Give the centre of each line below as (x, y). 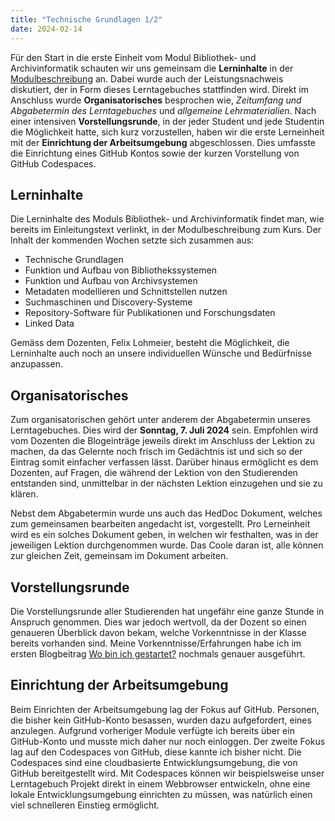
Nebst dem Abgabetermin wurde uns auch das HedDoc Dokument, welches (166, 513)
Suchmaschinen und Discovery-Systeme (108, 302)
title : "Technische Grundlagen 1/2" (86, 19)
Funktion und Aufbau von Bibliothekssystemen (120, 270)
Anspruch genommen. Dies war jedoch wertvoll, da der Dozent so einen (158, 622)
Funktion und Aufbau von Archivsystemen (111, 281)
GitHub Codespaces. (53, 163)
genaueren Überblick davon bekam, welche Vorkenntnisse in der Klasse (158, 632)
